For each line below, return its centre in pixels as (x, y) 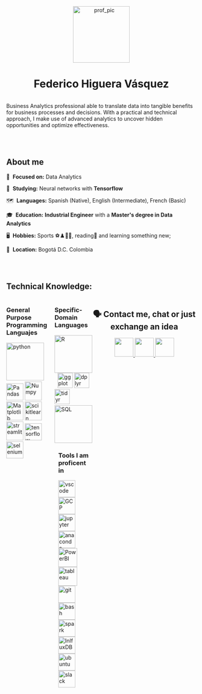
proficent (72, 462)
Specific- (68, 310)
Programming (27, 325)
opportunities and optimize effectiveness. (58, 125)
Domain (66, 318)
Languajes (22, 333)
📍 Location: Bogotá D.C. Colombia (50, 249)
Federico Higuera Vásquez (101, 84)
